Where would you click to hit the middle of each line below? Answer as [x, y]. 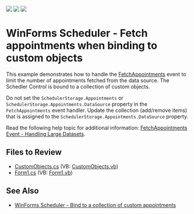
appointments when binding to [82, 46]
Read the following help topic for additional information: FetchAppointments [97, 128]
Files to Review [34, 152]
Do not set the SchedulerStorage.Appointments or [65, 98]
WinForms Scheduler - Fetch [77, 34]
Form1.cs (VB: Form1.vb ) [43, 173]
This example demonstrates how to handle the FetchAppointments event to [96, 74]
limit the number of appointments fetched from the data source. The [88, 80]
